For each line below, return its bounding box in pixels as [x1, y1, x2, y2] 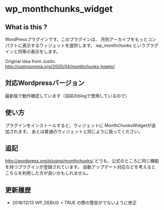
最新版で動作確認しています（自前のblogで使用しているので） [5, 93, 130, 99]
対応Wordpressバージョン [5, 79, 85, 87]
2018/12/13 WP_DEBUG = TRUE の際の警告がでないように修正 [12, 200, 137, 206]
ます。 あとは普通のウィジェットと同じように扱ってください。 [18, 128, 143, 134]
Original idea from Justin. [5, 59, 56, 64]
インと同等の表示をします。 [5, 49, 61, 54]
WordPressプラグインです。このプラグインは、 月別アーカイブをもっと [5, 37, 148, 42]
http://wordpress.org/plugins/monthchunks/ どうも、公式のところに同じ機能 [5, 158, 159, 164]
